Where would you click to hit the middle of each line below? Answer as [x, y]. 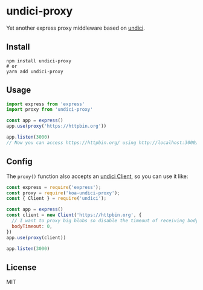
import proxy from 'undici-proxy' [50, 110]
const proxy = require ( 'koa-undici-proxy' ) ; [63, 193]
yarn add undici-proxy [35, 71]
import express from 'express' [46, 104]
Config [19, 162]
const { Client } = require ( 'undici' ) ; [56, 199]
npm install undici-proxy [39, 61]
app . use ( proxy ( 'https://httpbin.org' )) [56, 126]
